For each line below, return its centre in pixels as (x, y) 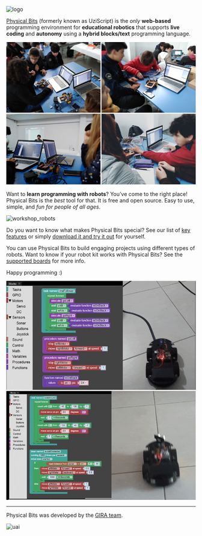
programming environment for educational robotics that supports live (93, 27)
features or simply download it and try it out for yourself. (76, 237)
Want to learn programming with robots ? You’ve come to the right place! (97, 194)
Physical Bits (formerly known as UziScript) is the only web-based (89, 21)
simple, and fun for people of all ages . (54, 207)
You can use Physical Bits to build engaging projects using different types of (101, 248)
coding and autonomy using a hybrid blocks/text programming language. (99, 34)
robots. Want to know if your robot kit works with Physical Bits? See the (95, 255)
